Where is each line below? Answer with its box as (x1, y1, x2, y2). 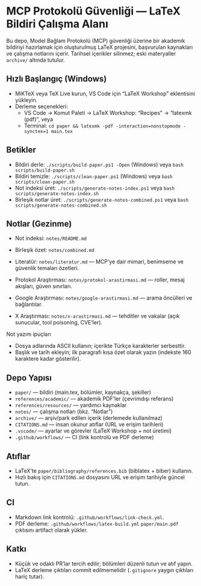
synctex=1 (23, 128, 49, 134)
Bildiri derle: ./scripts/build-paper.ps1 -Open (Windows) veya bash (14, 161, 184, 168)
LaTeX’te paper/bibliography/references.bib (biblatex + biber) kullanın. (14, 467, 194, 474)
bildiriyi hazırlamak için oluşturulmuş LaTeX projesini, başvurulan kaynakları (6, 43, 193, 51)
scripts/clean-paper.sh (14, 179, 75, 185)
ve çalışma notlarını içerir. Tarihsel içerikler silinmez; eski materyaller (6, 50, 176, 57)
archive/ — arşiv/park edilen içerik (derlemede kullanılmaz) (14, 414, 162, 422)
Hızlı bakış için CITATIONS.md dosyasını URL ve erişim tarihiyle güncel (14, 474, 185, 481)
